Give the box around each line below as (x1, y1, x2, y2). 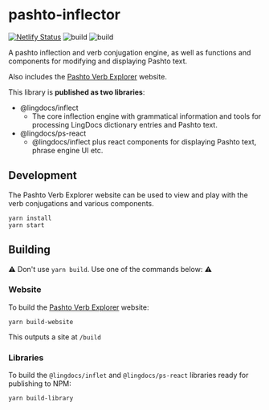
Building (8, 243, 51, 257)
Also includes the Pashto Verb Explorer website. (8, 71, 167, 81)
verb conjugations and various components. (8, 198, 154, 208)
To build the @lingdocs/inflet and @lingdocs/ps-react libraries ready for (8, 371, 249, 380)
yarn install (8, 214, 52, 222)
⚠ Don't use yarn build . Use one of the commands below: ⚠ (8, 264, 213, 274)
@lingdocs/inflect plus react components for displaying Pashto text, (31, 136, 257, 146)
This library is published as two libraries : (8, 87, 145, 97)
